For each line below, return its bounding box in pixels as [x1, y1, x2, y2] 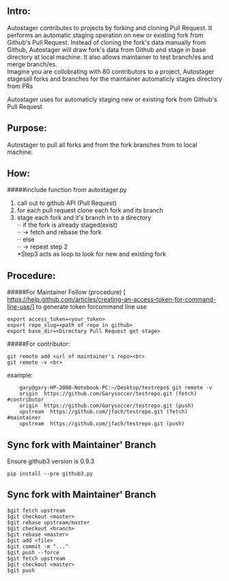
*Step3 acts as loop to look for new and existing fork [16, 250, 166, 258]
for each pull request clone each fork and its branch [16, 206, 164, 214]
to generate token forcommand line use [36, 303, 147, 311]
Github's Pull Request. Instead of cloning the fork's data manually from [7, 38, 206, 47]
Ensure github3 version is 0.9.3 [7, 457, 94, 465]
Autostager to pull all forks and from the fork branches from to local [7, 140, 198, 149]
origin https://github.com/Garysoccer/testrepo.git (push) [19, 402, 194, 410]
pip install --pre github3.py [7, 471, 94, 478]
